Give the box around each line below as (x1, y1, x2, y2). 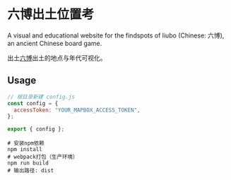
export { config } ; (7, 126, 65, 133)
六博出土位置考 (7, 6, 95, 23)
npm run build (7, 160, 49, 167)
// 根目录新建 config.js (7, 93, 76, 100)
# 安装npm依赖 (7, 140, 45, 147)
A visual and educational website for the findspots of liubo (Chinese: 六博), (7, 31, 225, 40)
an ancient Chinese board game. (7, 39, 102, 47)
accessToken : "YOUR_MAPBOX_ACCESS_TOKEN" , (13, 107, 141, 114)
